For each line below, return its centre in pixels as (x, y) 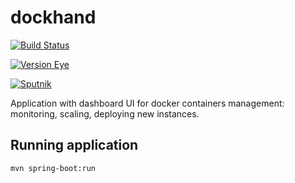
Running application (74, 145)
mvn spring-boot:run (53, 168)
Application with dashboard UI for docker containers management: (147, 103)
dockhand (53, 17)
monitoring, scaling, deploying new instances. (105, 113)
